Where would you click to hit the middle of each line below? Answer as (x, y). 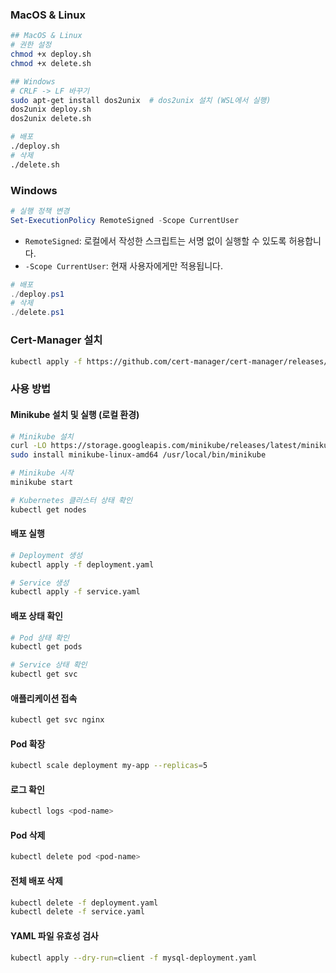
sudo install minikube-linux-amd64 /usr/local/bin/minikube (138, 455)
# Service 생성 (40, 583)
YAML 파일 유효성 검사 (54, 935)
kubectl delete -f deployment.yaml (84, 903)
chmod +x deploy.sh (51, 54)
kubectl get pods (46, 647)
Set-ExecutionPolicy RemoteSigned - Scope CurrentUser (125, 220)
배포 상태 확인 (36, 615)
